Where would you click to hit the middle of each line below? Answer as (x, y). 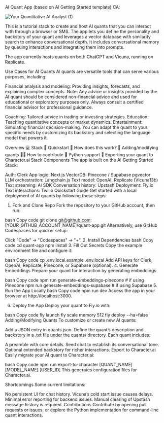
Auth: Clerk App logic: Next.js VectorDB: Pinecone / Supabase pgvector (78, 175)
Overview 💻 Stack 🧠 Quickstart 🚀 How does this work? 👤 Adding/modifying (82, 148)
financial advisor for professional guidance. (49, 107)
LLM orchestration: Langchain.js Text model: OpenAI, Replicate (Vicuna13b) (82, 180)
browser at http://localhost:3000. (39, 296)
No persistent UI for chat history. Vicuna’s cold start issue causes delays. (79, 394)
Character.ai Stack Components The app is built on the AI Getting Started (79, 160)
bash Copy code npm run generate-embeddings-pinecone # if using (75, 280)
